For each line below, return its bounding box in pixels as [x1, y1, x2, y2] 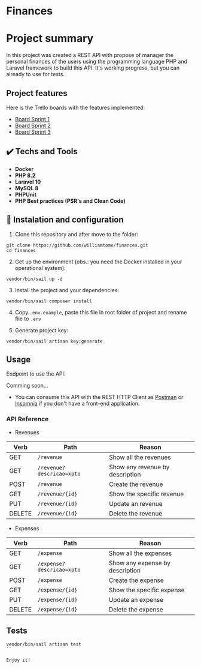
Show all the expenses [108, 549, 172, 557]
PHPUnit [14, 191, 37, 198]
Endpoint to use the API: [6, 370, 66, 377]
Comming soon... [6, 382, 48, 389]
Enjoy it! [6, 657, 31, 664]
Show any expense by [108, 559, 170, 567]
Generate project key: [14, 326, 69, 334]
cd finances [6, 247, 36, 253]
